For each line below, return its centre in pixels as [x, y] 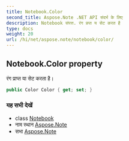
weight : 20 [20, 34]
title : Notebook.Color [34, 12]
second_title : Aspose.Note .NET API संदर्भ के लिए [64, 17]
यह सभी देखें [19, 105]
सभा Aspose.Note [36, 131]
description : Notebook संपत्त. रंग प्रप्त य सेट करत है [63, 23]
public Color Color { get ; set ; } [49, 90]
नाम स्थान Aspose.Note [41, 124]
